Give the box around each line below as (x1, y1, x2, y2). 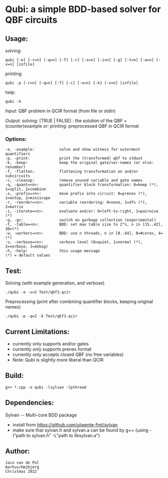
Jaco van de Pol (5, 460, 39, 465)
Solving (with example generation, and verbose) (5, 280, 105, 286)
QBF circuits (5, 14, 58, 26)
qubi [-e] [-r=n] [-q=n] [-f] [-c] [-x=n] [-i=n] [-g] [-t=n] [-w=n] (5, 57, 154, 63)
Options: (5, 135, 27, 142)
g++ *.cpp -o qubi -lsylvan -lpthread (5, 385, 87, 390)
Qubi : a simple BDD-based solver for (5, 4, 161, 15)
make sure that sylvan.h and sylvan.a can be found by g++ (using (12, 427, 148, 433)
